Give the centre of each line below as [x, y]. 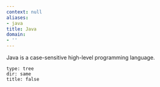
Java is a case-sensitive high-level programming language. [81, 57]
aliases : [17, 18]
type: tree [20, 69]
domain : [16, 35]
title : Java [21, 29]
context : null [24, 12]
